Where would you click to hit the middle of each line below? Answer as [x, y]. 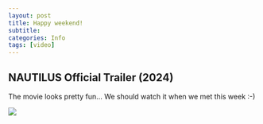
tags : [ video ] [32, 45]
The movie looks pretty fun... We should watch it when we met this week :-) [132, 96]
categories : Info [37, 38]
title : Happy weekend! [46, 23]
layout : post [30, 15]
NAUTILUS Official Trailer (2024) [91, 77]
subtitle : [25, 30]
